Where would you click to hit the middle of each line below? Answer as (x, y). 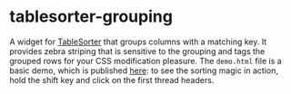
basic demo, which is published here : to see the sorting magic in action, (144, 70)
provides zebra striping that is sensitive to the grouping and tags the (137, 51)
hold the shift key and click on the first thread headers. (112, 80)
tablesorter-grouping (91, 17)
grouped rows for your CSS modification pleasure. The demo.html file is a (145, 61)
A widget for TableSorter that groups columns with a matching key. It (138, 42)
